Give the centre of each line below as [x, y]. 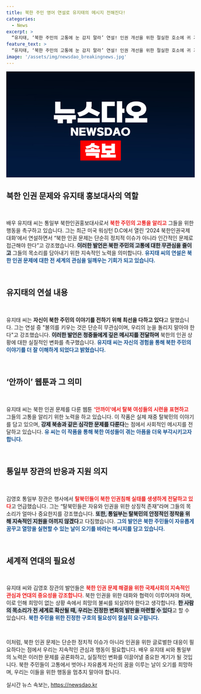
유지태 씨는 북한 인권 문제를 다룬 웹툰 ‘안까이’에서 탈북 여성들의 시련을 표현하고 [98, 409]
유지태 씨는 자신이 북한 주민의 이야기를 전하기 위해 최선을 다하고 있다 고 [87, 320]
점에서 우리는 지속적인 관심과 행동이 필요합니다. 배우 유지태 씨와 [101, 650]
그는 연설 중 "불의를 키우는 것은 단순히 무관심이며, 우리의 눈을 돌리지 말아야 [101, 327]
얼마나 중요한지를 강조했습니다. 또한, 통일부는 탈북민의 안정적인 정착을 [103, 513]
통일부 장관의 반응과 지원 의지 [57, 472]
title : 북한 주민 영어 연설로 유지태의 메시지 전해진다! [66, 13]
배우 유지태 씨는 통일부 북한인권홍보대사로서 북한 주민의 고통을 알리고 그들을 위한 [100, 223]
